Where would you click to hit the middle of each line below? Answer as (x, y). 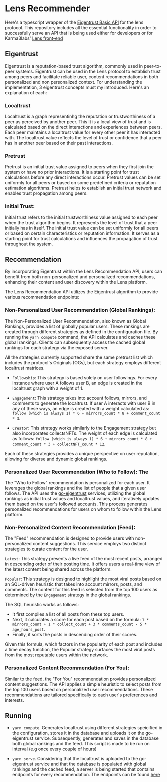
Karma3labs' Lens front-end (34, 38)
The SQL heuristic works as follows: (42, 605)
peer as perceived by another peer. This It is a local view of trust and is (78, 122)
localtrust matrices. (25, 368)
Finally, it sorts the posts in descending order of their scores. (75, 635)
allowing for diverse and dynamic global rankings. (56, 459)
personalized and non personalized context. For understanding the (74, 82)
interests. (15, 700)
